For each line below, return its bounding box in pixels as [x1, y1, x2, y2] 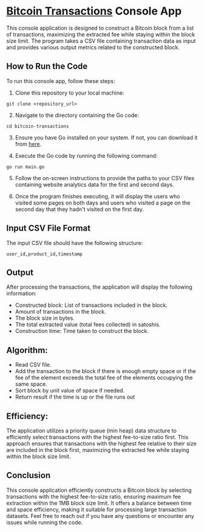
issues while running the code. [6, 519, 83, 526]
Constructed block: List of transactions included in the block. [15, 301, 168, 309]
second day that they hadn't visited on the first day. [15, 205, 144, 213]
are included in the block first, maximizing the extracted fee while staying [6, 446, 189, 453]
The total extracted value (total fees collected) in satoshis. [15, 321, 161, 328]
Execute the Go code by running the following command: [15, 152, 158, 159]
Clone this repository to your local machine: [15, 89, 124, 96]
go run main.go [6, 164, 45, 170]
